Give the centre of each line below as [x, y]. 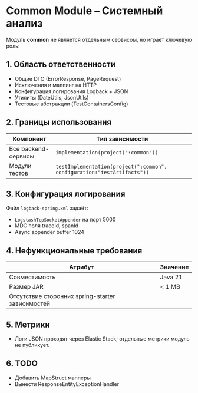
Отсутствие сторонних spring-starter [62, 296]
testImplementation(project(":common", [111, 166]
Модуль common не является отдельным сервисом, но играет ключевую [99, 39]
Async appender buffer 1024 [49, 232]
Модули [20, 166]
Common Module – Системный [85, 11]
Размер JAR [27, 287]
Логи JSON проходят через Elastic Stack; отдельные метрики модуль [102, 339]
